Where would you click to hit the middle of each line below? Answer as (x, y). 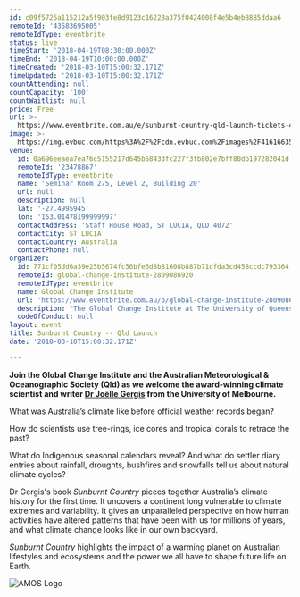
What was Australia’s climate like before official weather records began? (142, 411)
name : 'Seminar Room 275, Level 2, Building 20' (109, 184)
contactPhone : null (54, 250)
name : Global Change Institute (75, 291)
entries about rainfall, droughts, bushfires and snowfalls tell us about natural (149, 465)
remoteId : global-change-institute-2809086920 (105, 275)
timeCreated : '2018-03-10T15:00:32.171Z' (87, 68)
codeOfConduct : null (55, 317)
